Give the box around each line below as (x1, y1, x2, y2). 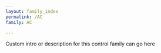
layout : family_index (5, 8, 59, 15)
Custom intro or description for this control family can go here (5, 40, 155, 47)
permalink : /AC (5, 14, 43, 20)
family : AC (5, 19, 32, 25)
